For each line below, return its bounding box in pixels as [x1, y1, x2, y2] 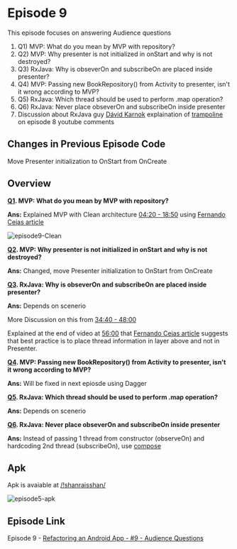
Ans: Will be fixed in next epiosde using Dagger [7, 379, 147, 387]
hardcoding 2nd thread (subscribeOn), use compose [7, 441, 162, 450]
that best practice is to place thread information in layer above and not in [7, 336, 220, 345]
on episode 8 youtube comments [17, 117, 115, 126]
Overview [7, 177, 52, 189]
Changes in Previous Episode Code [7, 138, 166, 150]
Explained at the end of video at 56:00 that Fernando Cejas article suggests [7, 328, 228, 338]
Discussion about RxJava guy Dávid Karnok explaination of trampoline [17, 110, 224, 118]
